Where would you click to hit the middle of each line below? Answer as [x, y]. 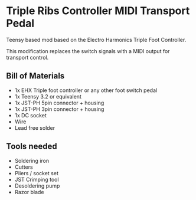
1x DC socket [31, 115]
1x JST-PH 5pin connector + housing [59, 103]
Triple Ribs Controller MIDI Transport [98, 11]
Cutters [24, 167]
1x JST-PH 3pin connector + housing [59, 109]
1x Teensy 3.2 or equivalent [48, 96]
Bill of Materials [35, 76]
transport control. [27, 57]
